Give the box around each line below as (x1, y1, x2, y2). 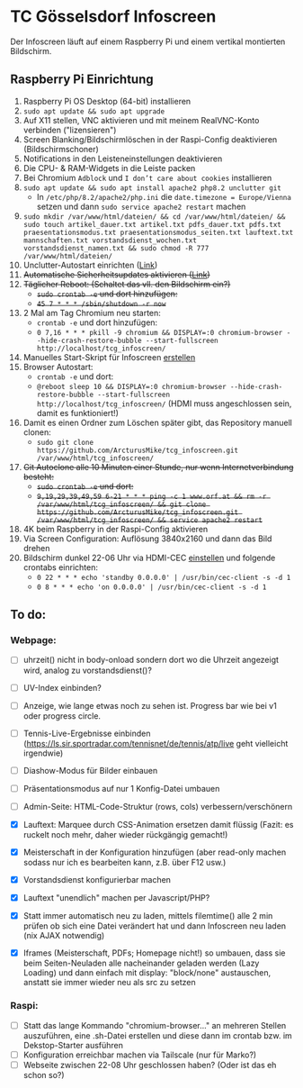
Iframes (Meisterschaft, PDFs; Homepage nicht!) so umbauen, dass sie (22, 947, 286, 958)
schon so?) (22, 1069, 66, 1080)
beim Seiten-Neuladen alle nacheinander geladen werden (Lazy (22, 957, 260, 969)
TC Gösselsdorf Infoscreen (10, 6, 217, 27)
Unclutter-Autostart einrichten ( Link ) (22, 259, 158, 270)
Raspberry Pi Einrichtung (10, 72, 154, 87)
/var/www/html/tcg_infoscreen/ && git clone (36, 500, 207, 509)
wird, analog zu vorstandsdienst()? (22, 665, 152, 675)
